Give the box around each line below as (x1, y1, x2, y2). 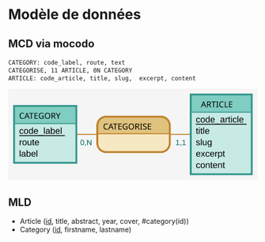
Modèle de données (8, 6, 142, 24)
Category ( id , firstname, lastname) (19, 225, 132, 234)
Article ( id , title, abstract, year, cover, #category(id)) (19, 216, 190, 225)
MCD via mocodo (8, 37, 95, 50)
